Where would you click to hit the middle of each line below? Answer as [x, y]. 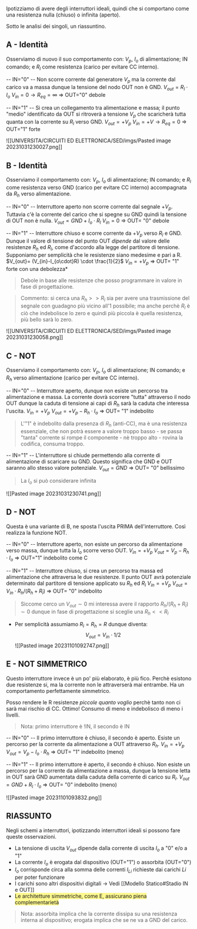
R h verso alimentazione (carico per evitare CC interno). [73, 378]
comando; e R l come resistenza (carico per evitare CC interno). [82, 67]
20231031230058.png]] [35, 337]
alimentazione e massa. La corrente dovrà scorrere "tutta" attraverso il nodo [98, 397]
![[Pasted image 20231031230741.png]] [54, 493]
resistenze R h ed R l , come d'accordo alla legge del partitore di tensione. [93, 248]
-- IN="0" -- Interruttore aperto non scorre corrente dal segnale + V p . [89, 207]
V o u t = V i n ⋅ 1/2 [103, 636]
